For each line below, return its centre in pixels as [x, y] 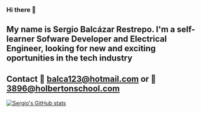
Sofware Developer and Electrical [102, 39]
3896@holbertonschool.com [63, 88]
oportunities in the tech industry [70, 58]
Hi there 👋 [21, 10]
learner [21, 39]
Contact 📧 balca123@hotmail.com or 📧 [81, 79]
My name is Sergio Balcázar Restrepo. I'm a [91, 30]
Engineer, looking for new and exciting [81, 49]
